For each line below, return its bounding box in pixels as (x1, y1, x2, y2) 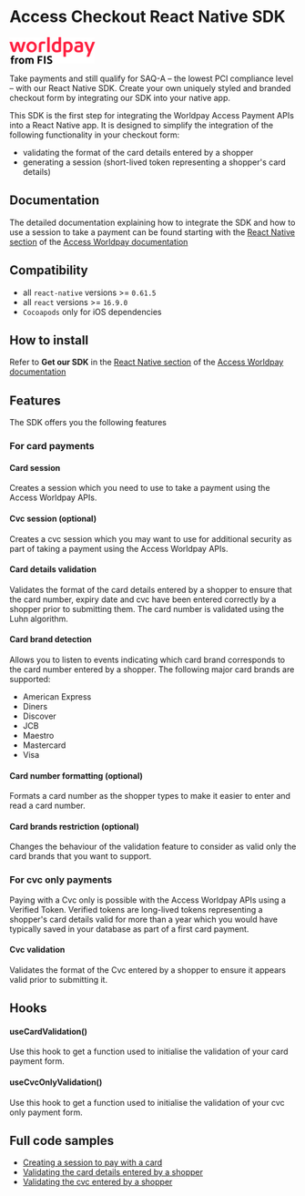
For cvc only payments (9, 874, 113, 886)
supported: (9, 673, 51, 684)
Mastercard (22, 740, 66, 751)
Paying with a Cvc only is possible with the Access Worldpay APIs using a (9, 894, 287, 905)
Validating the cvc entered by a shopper (22, 1177, 173, 1188)
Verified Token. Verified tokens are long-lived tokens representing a (9, 904, 263, 915)
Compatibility (9, 262, 88, 279)
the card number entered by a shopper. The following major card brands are (9, 663, 295, 675)
